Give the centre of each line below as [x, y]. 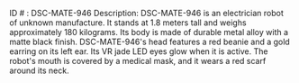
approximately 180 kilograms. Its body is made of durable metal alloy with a [149, 32]
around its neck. [39, 70]
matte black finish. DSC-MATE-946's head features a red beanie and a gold [149, 41]
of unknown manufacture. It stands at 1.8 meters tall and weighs [128, 23]
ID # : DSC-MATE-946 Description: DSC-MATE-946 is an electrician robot [146, 13]
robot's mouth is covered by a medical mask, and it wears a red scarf [138, 61]
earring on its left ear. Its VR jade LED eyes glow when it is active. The [139, 51]
